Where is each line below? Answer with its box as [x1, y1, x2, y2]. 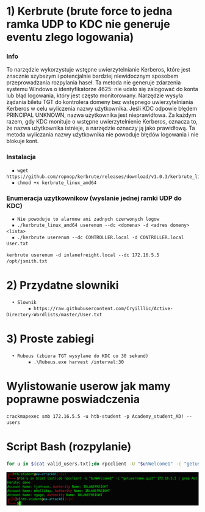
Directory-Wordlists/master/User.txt [6, 312, 103, 318]
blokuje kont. [6, 138, 39, 145]
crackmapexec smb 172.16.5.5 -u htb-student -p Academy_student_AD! [6, 413, 184, 420]
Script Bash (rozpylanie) [6, 440, 132, 454]
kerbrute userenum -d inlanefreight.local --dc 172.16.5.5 [6, 252, 160, 258]
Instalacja [6, 153, 36, 161]
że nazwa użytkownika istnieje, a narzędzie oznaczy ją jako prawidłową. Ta [6, 124, 195, 132]
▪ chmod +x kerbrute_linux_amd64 [12, 179, 97, 186]
